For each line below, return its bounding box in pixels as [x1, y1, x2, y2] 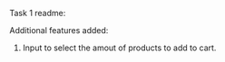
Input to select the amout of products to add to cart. [22, 42, 217, 53]
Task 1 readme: [9, 8, 66, 18]
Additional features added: [9, 25, 109, 35]
